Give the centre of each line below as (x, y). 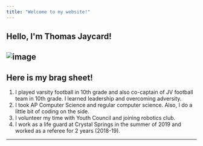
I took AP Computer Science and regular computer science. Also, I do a (104, 105)
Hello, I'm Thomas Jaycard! (59, 37)
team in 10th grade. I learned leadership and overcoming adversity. (98, 99)
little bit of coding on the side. (52, 111)
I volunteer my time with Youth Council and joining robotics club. (95, 118)
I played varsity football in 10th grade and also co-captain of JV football (104, 92)
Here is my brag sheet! (50, 77)
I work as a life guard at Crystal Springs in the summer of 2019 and (98, 124)
